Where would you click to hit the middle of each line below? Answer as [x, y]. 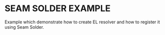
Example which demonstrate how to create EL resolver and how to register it [82, 22]
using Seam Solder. [24, 27]
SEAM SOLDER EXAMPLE [58, 9]
